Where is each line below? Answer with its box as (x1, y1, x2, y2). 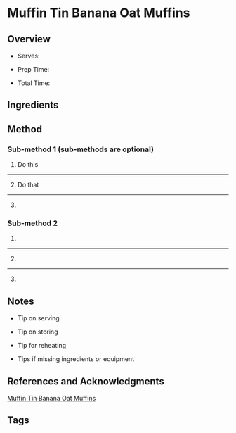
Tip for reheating (17, 341, 67, 350)
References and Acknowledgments (7, 375, 165, 387)
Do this (17, 161, 39, 169)
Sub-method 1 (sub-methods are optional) (7, 144, 155, 154)
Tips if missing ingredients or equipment (17, 355, 135, 363)
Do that (17, 181, 39, 189)
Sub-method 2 (7, 218, 58, 228)
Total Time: (17, 79, 51, 87)
